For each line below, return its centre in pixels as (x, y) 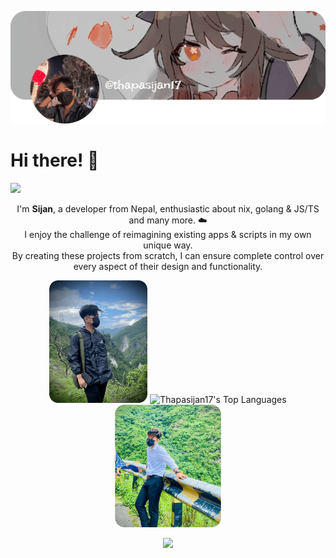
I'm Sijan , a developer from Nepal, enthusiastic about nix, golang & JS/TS (168, 208)
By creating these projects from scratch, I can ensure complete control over (168, 255)
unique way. (168, 245)
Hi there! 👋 (55, 160)
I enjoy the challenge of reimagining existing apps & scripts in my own (168, 234)
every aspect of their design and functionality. (168, 266)
